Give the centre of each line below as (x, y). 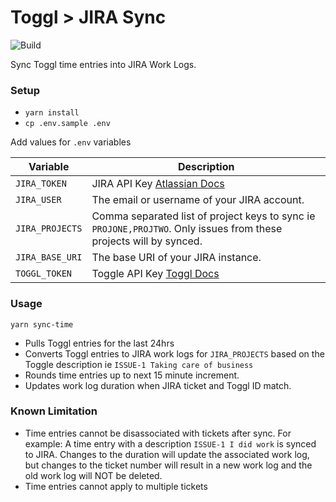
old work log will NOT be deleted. (93, 475)
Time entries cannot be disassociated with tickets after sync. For (158, 433)
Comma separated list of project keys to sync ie (203, 216)
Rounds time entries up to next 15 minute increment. (132, 375)
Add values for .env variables (71, 142)
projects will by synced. (147, 241)
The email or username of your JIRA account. (198, 200)
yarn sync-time (42, 324)
